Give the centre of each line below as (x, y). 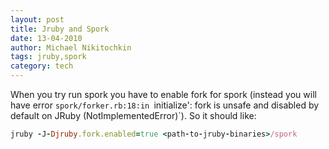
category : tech (42, 66)
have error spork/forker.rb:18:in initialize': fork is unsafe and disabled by (165, 105)
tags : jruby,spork (48, 57)
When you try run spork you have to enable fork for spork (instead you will (163, 94)
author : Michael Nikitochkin (71, 47)
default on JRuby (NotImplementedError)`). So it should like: (133, 115)
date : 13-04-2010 (46, 38)
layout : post (37, 19)
